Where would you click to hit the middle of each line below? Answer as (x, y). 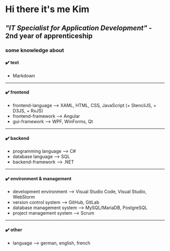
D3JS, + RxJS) (28, 111)
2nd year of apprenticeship (49, 36)
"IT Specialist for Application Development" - (79, 28)
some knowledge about (35, 50)
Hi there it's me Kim (47, 9)
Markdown (24, 76)
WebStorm (24, 197)
